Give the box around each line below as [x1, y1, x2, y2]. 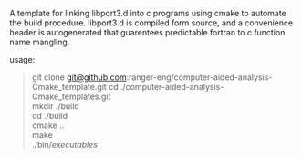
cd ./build [31, 111, 68, 121]
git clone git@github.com [31, 72, 127, 83]
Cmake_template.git [31, 82, 107, 92]
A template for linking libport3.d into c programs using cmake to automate [9, 8, 287, 18]
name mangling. [9, 36, 70, 47]
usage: [9, 54, 36, 64]
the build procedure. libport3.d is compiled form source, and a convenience [9, 17, 294, 28]
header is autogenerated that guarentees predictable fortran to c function [9, 27, 286, 37]
